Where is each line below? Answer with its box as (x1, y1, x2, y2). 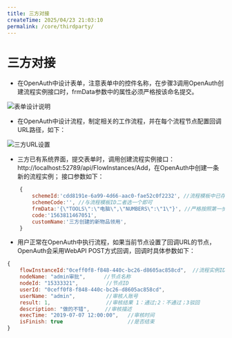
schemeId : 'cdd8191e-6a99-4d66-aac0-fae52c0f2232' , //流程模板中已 (32, 193, 221, 200)
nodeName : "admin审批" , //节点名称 (19, 274, 131, 281)
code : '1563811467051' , (32, 212, 97, 218)
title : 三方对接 (7, 10, 50, 17)
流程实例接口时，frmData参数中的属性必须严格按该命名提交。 (23, 88, 198, 96)
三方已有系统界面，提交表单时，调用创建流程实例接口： (17, 155, 175, 163)
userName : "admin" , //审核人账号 (19, 292, 138, 299)
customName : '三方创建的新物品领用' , (32, 218, 127, 225)
